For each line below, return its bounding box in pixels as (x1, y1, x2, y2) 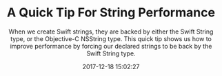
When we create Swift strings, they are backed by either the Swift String (8, 27, 214, 36)
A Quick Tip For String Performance (6, 5, 216, 21)
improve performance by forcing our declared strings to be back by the (10, 42, 212, 50)
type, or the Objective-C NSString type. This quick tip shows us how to (10, 34, 212, 42)
